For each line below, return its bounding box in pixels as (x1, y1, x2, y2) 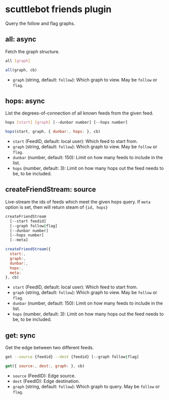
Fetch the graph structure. (5, 48, 60, 54)
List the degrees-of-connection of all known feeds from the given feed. (5, 110, 154, 116)
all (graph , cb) (5, 67, 37, 72)
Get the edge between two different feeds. (5, 345, 94, 351)
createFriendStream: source (5, 185, 96, 194)
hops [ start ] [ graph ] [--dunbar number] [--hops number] (5, 120, 128, 125)
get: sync (5, 331, 36, 340)
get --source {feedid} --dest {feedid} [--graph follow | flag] (5, 354, 139, 359)
